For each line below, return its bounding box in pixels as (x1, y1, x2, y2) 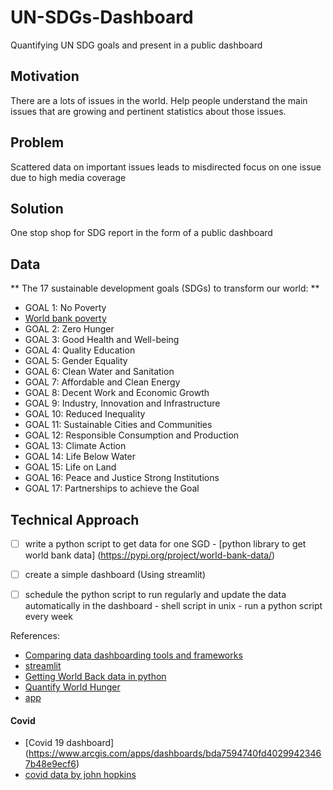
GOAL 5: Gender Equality (24, 355, 128, 367)
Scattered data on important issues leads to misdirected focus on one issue (10, 161, 322, 173)
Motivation (10, 68, 80, 85)
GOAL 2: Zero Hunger (24, 323, 115, 335)
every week (24, 611, 73, 623)
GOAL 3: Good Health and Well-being (24, 334, 180, 346)
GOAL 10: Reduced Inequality (24, 408, 146, 420)
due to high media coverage (10, 171, 127, 183)
